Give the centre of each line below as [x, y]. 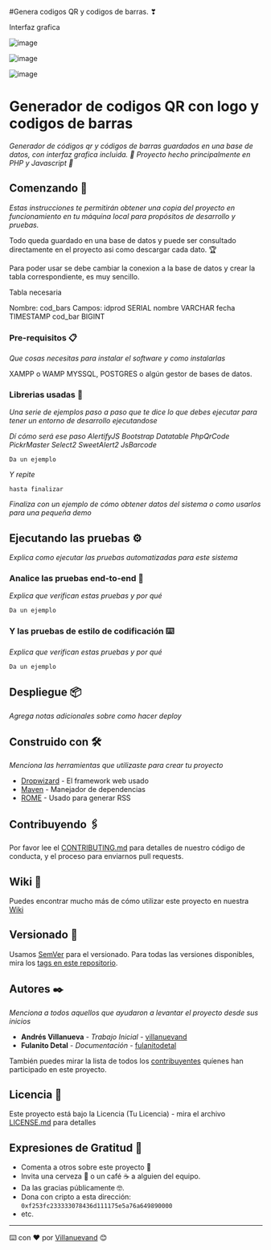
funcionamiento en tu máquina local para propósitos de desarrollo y [122, 216]
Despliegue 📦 [45, 693]
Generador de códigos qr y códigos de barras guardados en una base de [131, 146]
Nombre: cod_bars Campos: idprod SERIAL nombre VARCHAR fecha [122, 307]
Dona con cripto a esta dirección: [76, 1197]
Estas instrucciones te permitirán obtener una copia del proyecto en [122, 208]
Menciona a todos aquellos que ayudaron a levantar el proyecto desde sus [134, 1013]
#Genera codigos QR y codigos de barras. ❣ [83, 12]
